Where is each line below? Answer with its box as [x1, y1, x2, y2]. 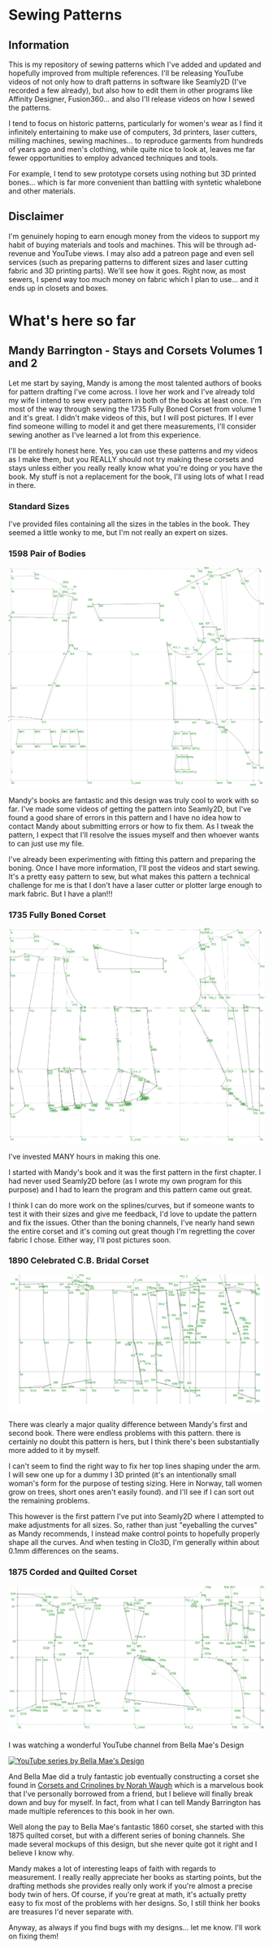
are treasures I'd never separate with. [8, 1907, 134, 1916]
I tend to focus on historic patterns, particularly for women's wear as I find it [8, 119, 263, 128]
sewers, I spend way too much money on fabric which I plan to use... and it [8, 274, 259, 284]
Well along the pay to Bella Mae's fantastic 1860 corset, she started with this [8, 1822, 264, 1832]
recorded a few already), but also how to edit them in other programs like [8, 85, 253, 95]
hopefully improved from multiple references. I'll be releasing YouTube [8, 68, 244, 78]
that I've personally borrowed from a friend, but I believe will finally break [8, 1789, 253, 1799]
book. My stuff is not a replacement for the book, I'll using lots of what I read [8, 472, 265, 481]
